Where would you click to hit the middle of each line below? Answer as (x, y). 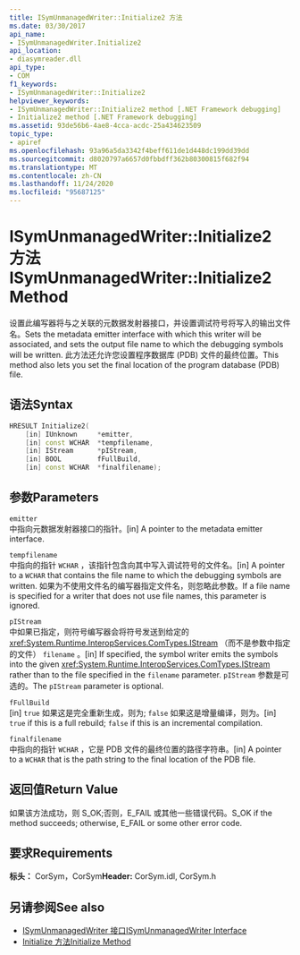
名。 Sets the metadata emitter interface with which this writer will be (135, 334)
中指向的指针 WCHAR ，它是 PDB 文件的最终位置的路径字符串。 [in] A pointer (146, 749)
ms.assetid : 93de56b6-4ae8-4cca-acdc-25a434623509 (105, 126)
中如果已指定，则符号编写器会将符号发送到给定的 (99, 631)
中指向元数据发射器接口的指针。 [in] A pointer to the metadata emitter (136, 528)
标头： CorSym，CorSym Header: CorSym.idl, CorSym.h (113, 876)
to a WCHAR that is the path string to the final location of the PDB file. (133, 759)
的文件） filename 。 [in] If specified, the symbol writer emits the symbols (144, 653)
